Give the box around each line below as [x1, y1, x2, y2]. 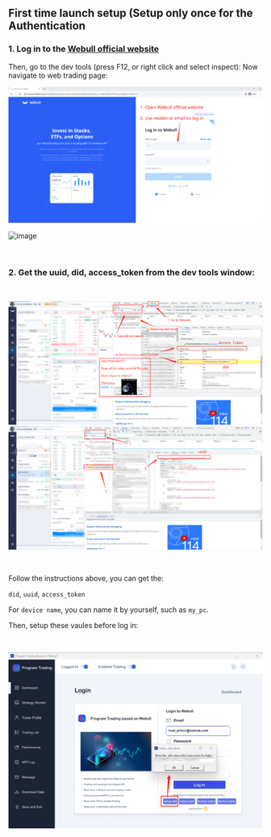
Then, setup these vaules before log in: [8, 620, 139, 630]
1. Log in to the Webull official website [8, 44, 160, 55]
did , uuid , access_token [8, 588, 85, 598]
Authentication [8, 19, 86, 33]
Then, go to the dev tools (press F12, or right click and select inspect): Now [8, 62, 258, 71]
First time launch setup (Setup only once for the [8, 6, 253, 20]
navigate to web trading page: [8, 70, 108, 80]
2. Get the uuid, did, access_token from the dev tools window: [8, 267, 256, 278]
